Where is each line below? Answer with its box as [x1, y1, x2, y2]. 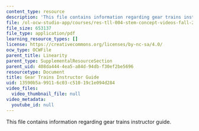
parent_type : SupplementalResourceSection [6, 58, 113, 64]
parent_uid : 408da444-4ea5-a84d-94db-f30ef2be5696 [6, 63, 134, 70]
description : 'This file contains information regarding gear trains [6, 14, 182, 20]
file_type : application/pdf [6, 31, 76, 37]
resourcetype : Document [6, 69, 65, 75]
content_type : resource [6, 8, 65, 15]
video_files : [6, 86, 38, 91]
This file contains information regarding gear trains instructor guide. [6, 118, 172, 125]
